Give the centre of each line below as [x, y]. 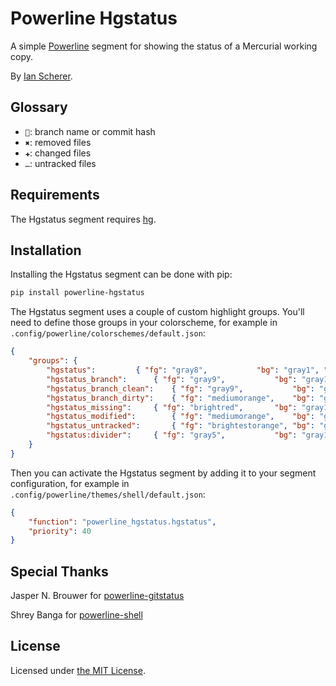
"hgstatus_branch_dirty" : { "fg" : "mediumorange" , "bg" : [180, 398]
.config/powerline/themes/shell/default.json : [108, 494]
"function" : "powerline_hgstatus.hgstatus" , [122, 522]
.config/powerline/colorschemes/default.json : [108, 333]
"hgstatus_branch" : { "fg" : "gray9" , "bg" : [172, 379]
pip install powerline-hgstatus [77, 293]
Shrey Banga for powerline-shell [76, 615]
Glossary [39, 107]
